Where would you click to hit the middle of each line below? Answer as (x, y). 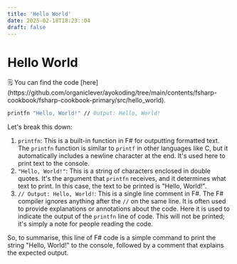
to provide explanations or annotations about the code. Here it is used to (123, 209)
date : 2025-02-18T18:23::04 (49, 21)
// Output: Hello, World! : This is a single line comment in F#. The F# (121, 194)
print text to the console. (54, 164)
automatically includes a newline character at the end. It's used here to (121, 156)
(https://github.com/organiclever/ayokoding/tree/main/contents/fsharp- (112, 93)
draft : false (27, 27)
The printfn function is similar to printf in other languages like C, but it (123, 148)
